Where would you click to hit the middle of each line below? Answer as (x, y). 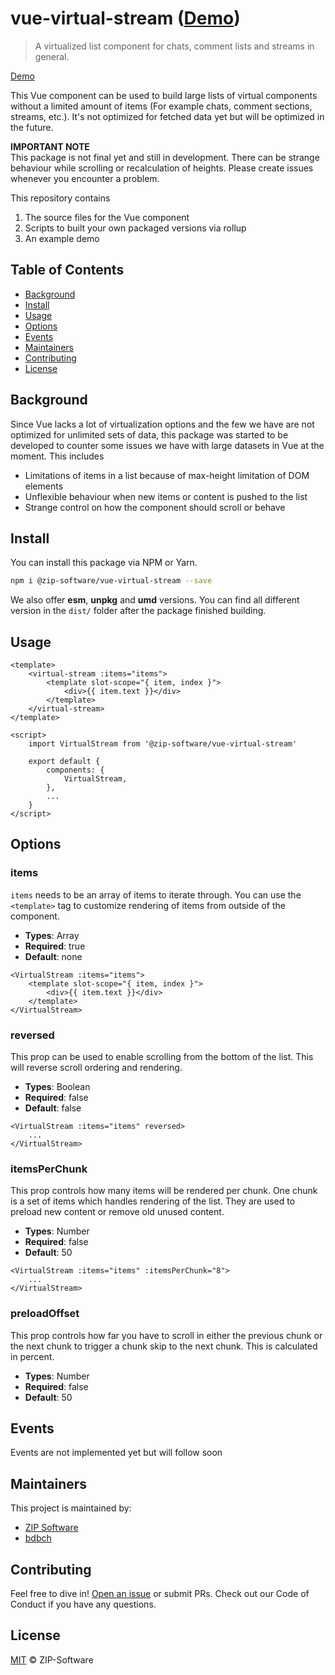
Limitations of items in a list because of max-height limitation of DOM (167, 475)
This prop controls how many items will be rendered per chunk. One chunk (164, 1191)
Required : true (55, 946)
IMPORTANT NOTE (50, 146)
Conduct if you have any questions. (83, 1604)
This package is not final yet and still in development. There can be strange (165, 157)
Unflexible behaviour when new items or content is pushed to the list (166, 496)
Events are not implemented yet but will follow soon (116, 1453)
